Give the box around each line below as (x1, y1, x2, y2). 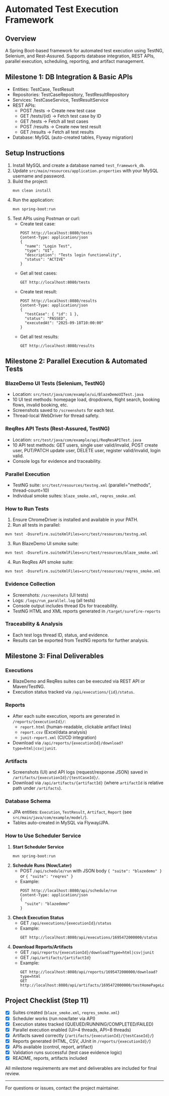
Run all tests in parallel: (12, 522, 61, 528)
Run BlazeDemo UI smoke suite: (12, 541, 79, 547)
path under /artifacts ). (12, 785, 62, 791)
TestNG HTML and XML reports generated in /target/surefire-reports (12, 608, 161, 614)
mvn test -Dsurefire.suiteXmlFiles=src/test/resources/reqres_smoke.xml (5, 569, 161, 574)
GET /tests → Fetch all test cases (20, 118, 89, 124)
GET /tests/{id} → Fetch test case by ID (20, 113, 102, 119)
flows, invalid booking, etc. (12, 402, 68, 408)
